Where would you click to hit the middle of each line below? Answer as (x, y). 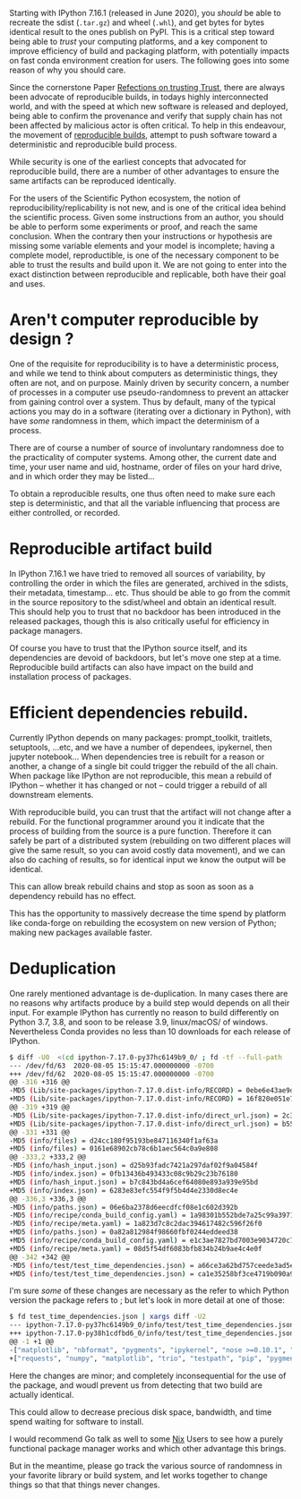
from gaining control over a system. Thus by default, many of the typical (142, 401)
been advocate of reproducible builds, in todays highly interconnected (139, 97)
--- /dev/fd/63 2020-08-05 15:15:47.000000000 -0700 (112, 1066)
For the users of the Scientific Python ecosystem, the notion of (125, 198)
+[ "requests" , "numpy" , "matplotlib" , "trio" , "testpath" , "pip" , (136, 1358)
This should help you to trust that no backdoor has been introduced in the (145, 612)
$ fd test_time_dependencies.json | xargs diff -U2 (107, 1317)
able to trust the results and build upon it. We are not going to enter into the (148, 265)
